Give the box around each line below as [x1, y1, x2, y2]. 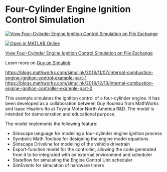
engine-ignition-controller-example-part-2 [5, 85, 93, 91]
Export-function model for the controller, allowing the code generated [12, 146, 156, 152]
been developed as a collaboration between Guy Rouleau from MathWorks [5, 100, 159, 106]
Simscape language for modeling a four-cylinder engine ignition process [12, 130, 162, 136]
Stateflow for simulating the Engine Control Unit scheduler [12, 156, 133, 163]
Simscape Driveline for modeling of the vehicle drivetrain [12, 141, 130, 147]
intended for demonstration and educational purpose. [5, 111, 116, 117]
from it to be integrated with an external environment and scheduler [12, 151, 152, 157]
